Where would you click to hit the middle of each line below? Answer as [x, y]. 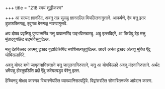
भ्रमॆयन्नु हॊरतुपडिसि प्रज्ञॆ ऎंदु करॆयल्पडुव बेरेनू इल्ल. [43, 71]
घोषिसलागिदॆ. [16, 55]
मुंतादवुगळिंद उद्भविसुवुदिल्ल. [28, 39]
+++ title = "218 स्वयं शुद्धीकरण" [34, 8]
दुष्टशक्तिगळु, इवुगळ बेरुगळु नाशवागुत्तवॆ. [36, 23]
